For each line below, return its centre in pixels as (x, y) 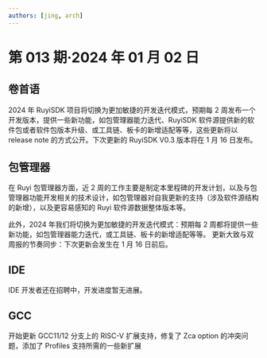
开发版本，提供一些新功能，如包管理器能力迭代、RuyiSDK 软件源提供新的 (128, 119)
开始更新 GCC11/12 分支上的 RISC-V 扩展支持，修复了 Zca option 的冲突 (125, 336)
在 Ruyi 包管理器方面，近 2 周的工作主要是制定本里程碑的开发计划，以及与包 (133, 188)
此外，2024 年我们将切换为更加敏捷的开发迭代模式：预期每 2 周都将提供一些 (133, 224)
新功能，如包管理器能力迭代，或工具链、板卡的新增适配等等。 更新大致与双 (131, 235)
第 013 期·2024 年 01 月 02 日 (104, 57)
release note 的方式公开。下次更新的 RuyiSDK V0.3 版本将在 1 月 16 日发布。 (133, 139)
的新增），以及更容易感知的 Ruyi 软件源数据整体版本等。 (99, 208)
